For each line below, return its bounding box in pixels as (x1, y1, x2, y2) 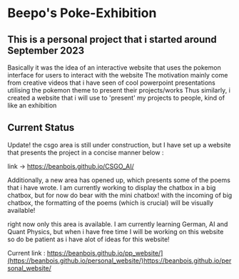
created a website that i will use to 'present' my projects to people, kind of (7, 94, 225, 102)
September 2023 (7, 44, 85, 56)
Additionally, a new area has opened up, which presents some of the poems (7, 176, 230, 184)
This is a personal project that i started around (7, 33, 218, 46)
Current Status (7, 122, 75, 134)
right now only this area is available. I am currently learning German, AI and (7, 219, 228, 228)
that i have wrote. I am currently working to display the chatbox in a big (7, 183, 216, 191)
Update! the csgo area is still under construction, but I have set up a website (7, 140, 232, 149)
